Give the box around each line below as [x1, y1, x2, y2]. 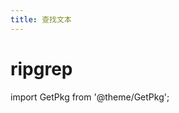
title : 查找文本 [10, 14, 72, 25]
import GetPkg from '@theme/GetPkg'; [10, 91, 170, 103]
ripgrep [10, 57, 73, 80]
